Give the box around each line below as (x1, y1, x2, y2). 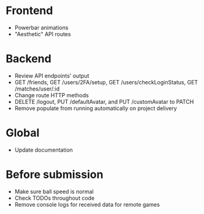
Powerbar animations (14, 24, 69, 31)
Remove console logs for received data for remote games (14, 201, 160, 208)
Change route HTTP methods (14, 91, 89, 98)
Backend (6, 52, 51, 66)
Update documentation (14, 146, 73, 153)
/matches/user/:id (14, 85, 59, 92)
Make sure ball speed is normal (14, 188, 94, 195)
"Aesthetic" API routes (14, 30, 71, 37)
